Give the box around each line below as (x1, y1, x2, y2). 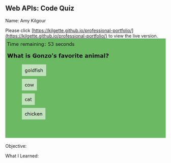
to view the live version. (108, 32, 158, 39)
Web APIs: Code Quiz (5, 4, 75, 13)
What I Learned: (5, 152, 39, 159)
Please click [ (5, 27, 34, 34)
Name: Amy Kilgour (5, 17, 46, 23)
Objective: (5, 143, 27, 149)
